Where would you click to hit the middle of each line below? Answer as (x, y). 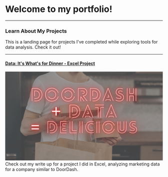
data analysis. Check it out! (33, 47)
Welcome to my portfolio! (59, 9)
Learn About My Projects (36, 31)
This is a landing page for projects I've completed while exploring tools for (81, 42)
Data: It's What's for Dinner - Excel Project (50, 63)
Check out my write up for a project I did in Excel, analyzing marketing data (82, 164)
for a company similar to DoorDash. (42, 169)
